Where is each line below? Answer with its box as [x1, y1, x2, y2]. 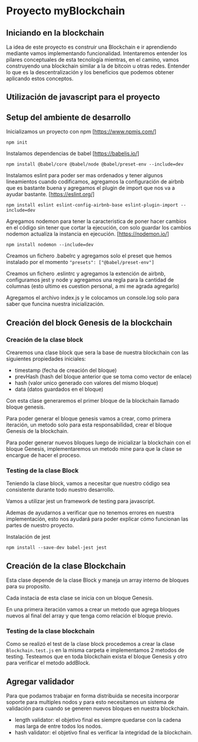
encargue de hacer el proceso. [6, 451, 82, 458]
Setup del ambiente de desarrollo [6, 112, 131, 122]
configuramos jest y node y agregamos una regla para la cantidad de [6, 276, 174, 284]
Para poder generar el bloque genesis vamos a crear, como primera [6, 415, 171, 422]
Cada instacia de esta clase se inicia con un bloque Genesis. [6, 594, 154, 601]
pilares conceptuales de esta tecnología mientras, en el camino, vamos [6, 56, 179, 63]
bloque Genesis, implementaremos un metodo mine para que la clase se [6, 445, 182, 452]
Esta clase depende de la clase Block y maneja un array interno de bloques [6, 577, 189, 584]
